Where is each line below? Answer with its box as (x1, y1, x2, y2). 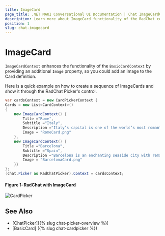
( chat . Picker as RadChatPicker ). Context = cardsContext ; (5, 171, 124, 176)
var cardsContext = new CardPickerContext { (5, 98, 98, 103)
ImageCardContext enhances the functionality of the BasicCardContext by (5, 63, 151, 69)
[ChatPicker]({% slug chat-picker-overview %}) (12, 220, 109, 226)
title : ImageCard (5, 7, 41, 12)
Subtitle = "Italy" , (23, 121, 63, 126)
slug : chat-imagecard (5, 26, 50, 31)
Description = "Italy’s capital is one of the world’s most (23, 125, 146, 131)
